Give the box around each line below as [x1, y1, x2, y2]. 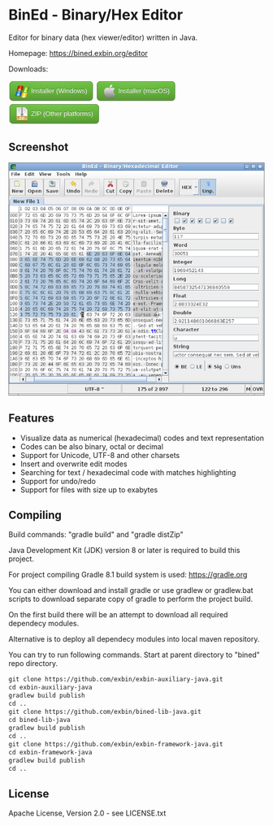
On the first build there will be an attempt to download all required [8, 610, 228, 620]
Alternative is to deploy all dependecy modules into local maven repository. [8, 634, 260, 644]
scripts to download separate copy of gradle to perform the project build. [8, 595, 253, 604]
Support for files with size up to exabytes [19, 485, 158, 495]
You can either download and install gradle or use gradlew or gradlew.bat [8, 586, 253, 595]
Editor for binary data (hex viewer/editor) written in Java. [8, 32, 198, 42]
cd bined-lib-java [8, 716, 71, 724]
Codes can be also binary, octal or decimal [19, 441, 164, 452]
